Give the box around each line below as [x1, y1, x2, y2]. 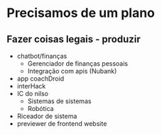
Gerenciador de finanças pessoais [27, 59, 129, 68]
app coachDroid [16, 74, 65, 83]
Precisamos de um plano [6, 5, 156, 21]
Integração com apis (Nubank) [27, 67, 117, 75]
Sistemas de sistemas [27, 97, 92, 105]
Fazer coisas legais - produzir [6, 33, 141, 45]
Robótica [27, 105, 54, 112]
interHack [16, 82, 46, 90]
